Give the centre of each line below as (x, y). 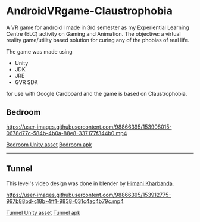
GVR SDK (26, 82)
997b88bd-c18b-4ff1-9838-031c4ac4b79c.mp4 (65, 201)
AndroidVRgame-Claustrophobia (89, 11)
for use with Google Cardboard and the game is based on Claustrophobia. (97, 93)
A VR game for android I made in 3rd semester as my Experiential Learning (98, 27)
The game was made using (39, 51)
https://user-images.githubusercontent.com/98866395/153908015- (89, 127)
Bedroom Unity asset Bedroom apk (49, 145)
